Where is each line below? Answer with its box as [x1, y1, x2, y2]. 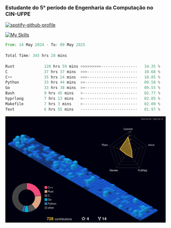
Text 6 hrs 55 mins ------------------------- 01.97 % [5, 106, 160, 112]
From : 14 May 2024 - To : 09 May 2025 [5, 42, 85, 47]
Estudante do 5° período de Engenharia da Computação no [5, 4, 154, 11]
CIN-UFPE [5, 10, 31, 17]
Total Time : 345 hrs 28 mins [5, 53, 67, 59]
